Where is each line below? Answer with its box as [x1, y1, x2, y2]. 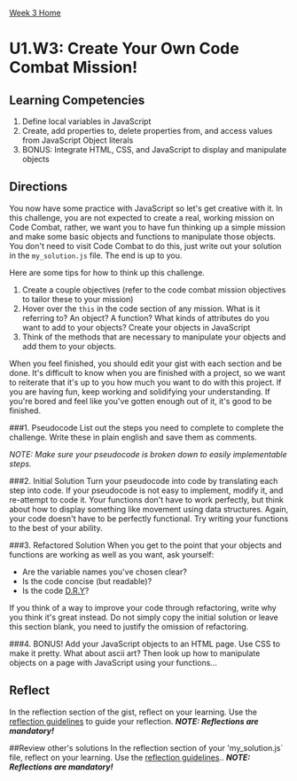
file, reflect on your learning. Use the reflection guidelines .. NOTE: [9, 752, 251, 762]
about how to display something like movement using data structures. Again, [9, 504, 289, 514]
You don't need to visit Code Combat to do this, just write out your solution [9, 240, 282, 251]
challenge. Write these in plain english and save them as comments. [9, 432, 257, 442]
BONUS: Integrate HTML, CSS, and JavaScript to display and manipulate [21, 144, 287, 154]
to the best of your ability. [9, 522, 104, 533]
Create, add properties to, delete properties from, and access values [21, 126, 273, 136]
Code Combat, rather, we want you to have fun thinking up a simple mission [9, 222, 286, 232]
